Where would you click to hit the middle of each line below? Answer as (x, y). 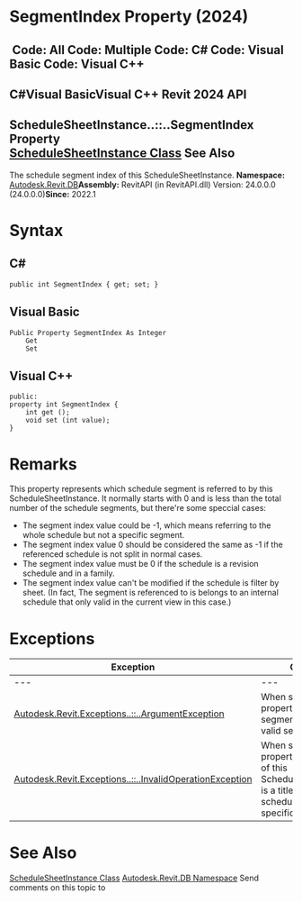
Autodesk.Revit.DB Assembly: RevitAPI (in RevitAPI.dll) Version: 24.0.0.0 (142, 184)
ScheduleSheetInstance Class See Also (122, 154)
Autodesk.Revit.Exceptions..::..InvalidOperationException (133, 779)
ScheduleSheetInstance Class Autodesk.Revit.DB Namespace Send (134, 878)
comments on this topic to (58, 888)
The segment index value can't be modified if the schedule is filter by (151, 583)
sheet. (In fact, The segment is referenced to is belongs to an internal (150, 593)
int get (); (48, 413)
